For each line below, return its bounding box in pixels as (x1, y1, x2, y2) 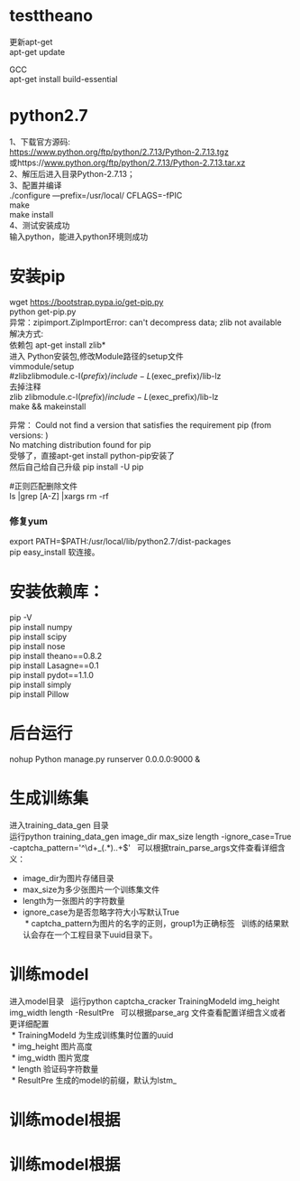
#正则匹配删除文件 (9, 480, 78, 491)
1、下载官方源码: (9, 136, 70, 147)
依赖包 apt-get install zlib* (9, 339, 106, 350)
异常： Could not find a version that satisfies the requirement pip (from (9, 419, 272, 430)
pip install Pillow (9, 689, 69, 700)
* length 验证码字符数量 (11, 1063, 99, 1074)
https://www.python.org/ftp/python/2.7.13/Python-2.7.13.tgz (9, 146, 230, 157)
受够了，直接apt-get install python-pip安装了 (9, 450, 176, 460)
